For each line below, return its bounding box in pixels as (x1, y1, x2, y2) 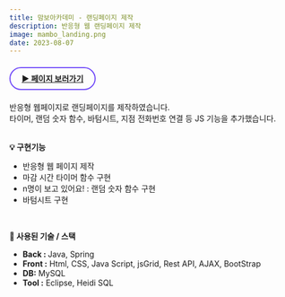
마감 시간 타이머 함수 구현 (22, 172, 112, 183)
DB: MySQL (22, 268, 65, 279)
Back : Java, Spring (22, 249, 95, 260)
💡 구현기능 (9, 142, 47, 153)
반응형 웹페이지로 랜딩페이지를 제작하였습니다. (9, 102, 170, 113)
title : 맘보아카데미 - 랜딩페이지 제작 (9, 13, 134, 22)
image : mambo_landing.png (9, 30, 106, 39)
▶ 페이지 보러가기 (22, 74, 84, 84)
